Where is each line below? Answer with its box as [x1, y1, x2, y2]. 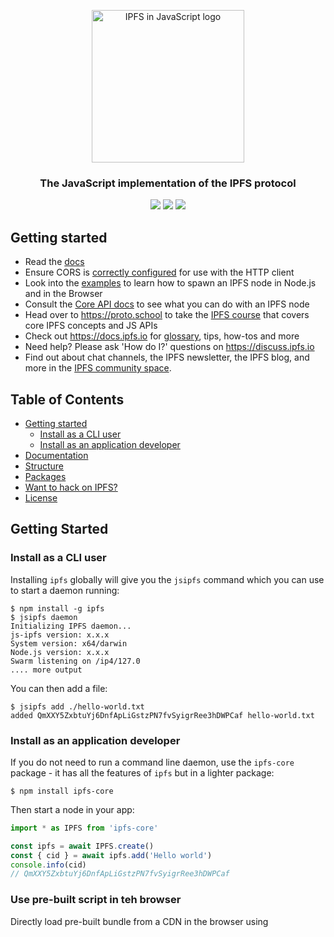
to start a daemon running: [10, 584, 120, 596]
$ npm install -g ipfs [10, 603, 105, 614]
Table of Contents [10, 391, 125, 408]
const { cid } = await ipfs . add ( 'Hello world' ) [10, 850, 213, 860]
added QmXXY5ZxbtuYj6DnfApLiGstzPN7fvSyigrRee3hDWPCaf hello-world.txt [10, 710, 315, 720]
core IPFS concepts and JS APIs [24, 320, 158, 332]
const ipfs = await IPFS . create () [10, 841, 155, 851]
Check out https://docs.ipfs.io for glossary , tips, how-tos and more [24, 330, 300, 342]
